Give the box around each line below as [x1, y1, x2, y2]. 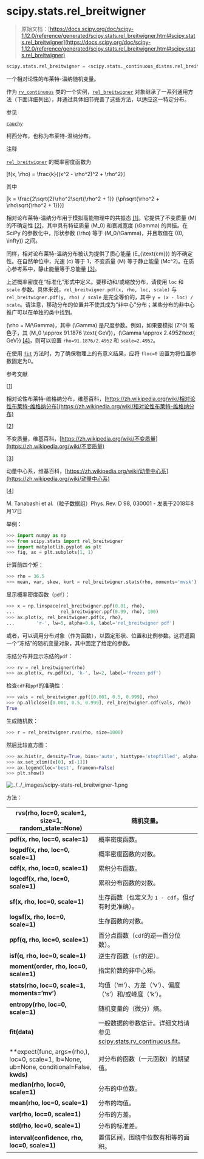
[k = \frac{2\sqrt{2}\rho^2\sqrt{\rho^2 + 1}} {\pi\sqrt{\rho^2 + [6, 195, 160, 202]
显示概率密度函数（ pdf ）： [6, 591, 71, 598]
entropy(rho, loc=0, [9, 1001, 67, 1009]
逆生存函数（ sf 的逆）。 [98, 952, 163, 960]
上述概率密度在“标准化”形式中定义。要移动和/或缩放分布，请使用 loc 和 [6, 278, 184, 285]
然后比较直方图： [6, 741, 49, 748]
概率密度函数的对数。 [98, 850, 160, 859]
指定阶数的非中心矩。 [98, 966, 160, 975]
